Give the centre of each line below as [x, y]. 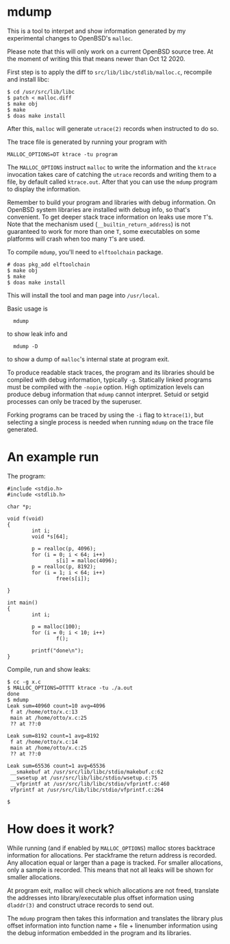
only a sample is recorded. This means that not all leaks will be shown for [110, 870]
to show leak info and [37, 334]
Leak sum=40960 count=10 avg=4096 [56, 706]
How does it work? [61, 829]
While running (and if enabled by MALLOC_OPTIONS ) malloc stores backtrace [111, 848]
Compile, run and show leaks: [49, 669]
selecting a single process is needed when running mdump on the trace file [110, 422]
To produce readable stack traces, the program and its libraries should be [111, 372]
